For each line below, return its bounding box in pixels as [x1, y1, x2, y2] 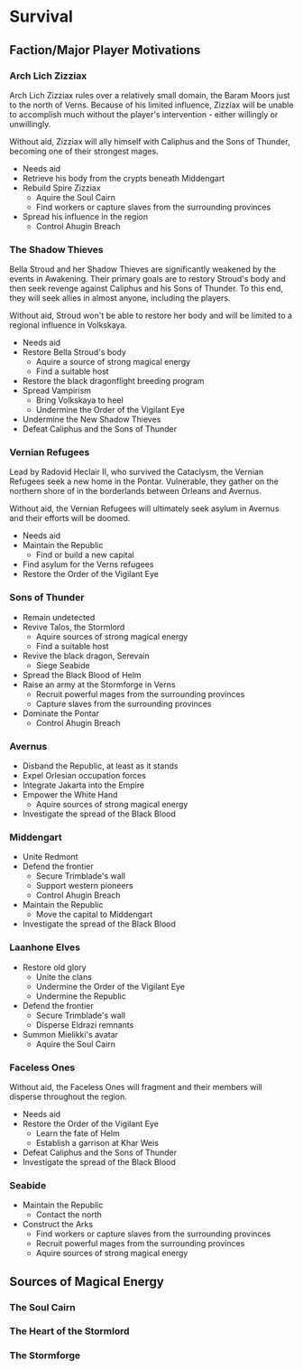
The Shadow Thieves [9, 243, 104, 256]
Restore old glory [22, 962, 87, 973]
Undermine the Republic [35, 991, 126, 1002]
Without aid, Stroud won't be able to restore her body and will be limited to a [9, 310, 293, 322]
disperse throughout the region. [9, 1091, 128, 1102]
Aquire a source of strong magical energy [35, 357, 191, 368]
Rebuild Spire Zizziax [22, 182, 101, 193]
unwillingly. [9, 118, 51, 129]
